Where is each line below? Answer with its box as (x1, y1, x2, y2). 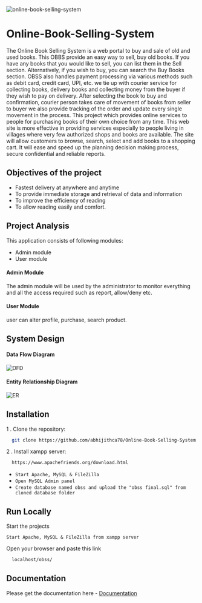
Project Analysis (6, 221, 70, 231)
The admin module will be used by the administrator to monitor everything (6, 282, 191, 289)
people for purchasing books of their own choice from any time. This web (6, 118, 189, 125)
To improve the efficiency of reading (15, 197, 106, 204)
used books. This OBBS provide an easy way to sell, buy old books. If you (6, 53, 190, 61)
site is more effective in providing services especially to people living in (6, 124, 184, 132)
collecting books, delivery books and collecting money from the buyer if (6, 86, 186, 93)
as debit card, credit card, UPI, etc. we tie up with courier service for (6, 79, 177, 86)
